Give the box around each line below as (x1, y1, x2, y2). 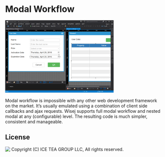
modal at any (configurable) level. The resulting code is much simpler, (5, 113, 148, 119)
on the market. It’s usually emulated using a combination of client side (5, 103, 148, 109)
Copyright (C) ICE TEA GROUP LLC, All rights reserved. (11, 146, 124, 152)
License (5, 133, 30, 142)
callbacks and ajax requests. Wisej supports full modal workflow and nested (5, 108, 161, 114)
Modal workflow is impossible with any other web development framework (5, 97, 158, 103)
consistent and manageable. (5, 118, 63, 125)
